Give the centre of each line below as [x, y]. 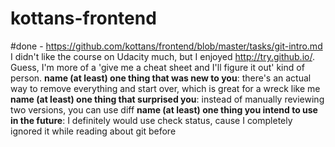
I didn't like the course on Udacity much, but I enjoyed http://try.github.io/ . [162, 56]
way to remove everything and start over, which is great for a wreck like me [165, 88]
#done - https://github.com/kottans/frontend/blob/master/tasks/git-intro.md [166, 46]
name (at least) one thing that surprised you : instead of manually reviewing [167, 99]
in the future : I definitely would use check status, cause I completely [151, 120]
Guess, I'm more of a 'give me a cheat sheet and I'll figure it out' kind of [157, 67]
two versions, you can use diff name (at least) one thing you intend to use [164, 109]
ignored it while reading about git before [93, 131]
